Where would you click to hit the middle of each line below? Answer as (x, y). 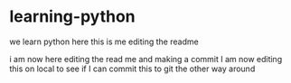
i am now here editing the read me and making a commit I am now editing (146, 59)
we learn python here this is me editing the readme (104, 41)
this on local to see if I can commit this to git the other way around (132, 69)
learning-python (72, 17)
